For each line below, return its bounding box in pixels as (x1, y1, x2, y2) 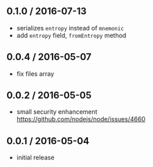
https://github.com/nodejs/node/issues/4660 (16, 115, 146, 124)
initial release (16, 153, 55, 161)
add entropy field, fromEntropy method (16, 31, 127, 39)
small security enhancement (16, 108, 98, 116)
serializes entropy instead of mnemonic (16, 23, 124, 32)
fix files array (16, 69, 55, 78)
